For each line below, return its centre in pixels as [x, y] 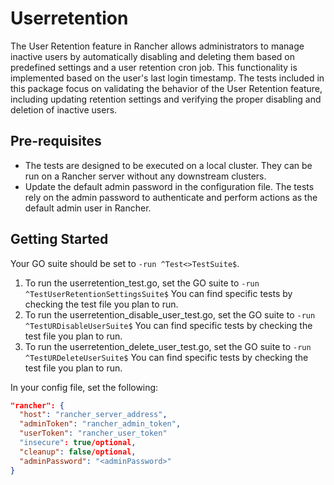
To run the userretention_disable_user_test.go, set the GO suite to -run [170, 314]
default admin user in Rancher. [88, 208]
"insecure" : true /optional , [78, 443]
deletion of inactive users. [64, 109]
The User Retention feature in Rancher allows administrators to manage [157, 46]
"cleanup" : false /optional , [78, 452]
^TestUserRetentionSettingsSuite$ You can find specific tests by [158, 293]
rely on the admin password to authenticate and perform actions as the [171, 197]
